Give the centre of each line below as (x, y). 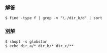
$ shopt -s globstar (26, 42)
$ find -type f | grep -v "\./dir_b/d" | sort (54, 18)
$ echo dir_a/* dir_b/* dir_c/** (39, 46)
